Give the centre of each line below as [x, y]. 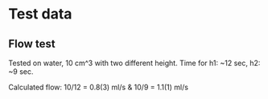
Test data [40, 14]
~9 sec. [21, 72]
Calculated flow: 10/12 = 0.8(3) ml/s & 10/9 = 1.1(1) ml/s [99, 87]
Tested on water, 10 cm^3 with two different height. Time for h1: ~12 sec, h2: [134, 63]
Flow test [32, 44]
